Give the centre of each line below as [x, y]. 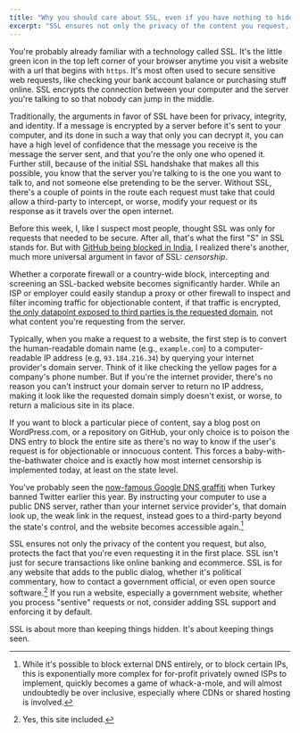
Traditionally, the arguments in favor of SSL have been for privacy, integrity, [148, 116]
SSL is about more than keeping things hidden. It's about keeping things [142, 629]
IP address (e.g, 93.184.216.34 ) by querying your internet [149, 357]
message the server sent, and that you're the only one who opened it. [137, 154]
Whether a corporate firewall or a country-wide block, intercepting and [139, 274]
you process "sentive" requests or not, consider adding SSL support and [143, 602]
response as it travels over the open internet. [92, 211]
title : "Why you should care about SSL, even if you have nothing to [142, 17]
